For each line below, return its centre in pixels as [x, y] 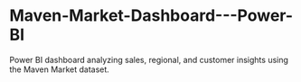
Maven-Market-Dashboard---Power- [151, 16]
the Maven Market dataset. [60, 69]
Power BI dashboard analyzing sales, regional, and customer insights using [149, 59]
